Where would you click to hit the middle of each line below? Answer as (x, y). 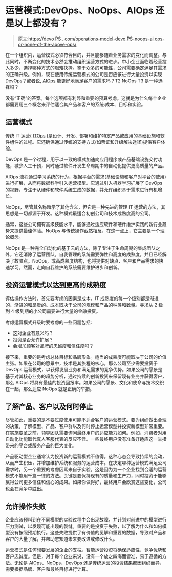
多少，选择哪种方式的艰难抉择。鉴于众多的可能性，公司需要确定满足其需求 (88, 68)
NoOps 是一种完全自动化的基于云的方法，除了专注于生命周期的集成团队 (81, 248)
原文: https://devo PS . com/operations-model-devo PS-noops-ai (85, 39)
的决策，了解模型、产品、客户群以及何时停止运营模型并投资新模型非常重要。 (86, 426)
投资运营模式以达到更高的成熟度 (56, 285)
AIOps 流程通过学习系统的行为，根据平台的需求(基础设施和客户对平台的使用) (86, 176)
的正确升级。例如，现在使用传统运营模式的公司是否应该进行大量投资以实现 (84, 74)
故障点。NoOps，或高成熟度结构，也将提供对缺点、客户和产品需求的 (87, 260)
